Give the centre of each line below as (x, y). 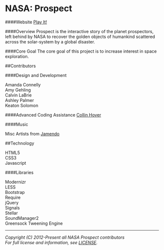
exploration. (17, 56)
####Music (17, 124)
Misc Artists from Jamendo (32, 134)
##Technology (20, 143)
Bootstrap (15, 192)
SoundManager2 (22, 218)
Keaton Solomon (22, 105)
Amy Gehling (18, 90)
